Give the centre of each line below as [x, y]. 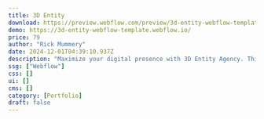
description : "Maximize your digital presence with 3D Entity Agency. [126, 59]
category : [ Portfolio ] [45, 96]
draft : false [29, 103]
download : [24, 23]
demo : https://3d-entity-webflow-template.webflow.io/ [100, 30]
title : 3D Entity [37, 15]
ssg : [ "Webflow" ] [37, 67]
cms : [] [21, 88]
